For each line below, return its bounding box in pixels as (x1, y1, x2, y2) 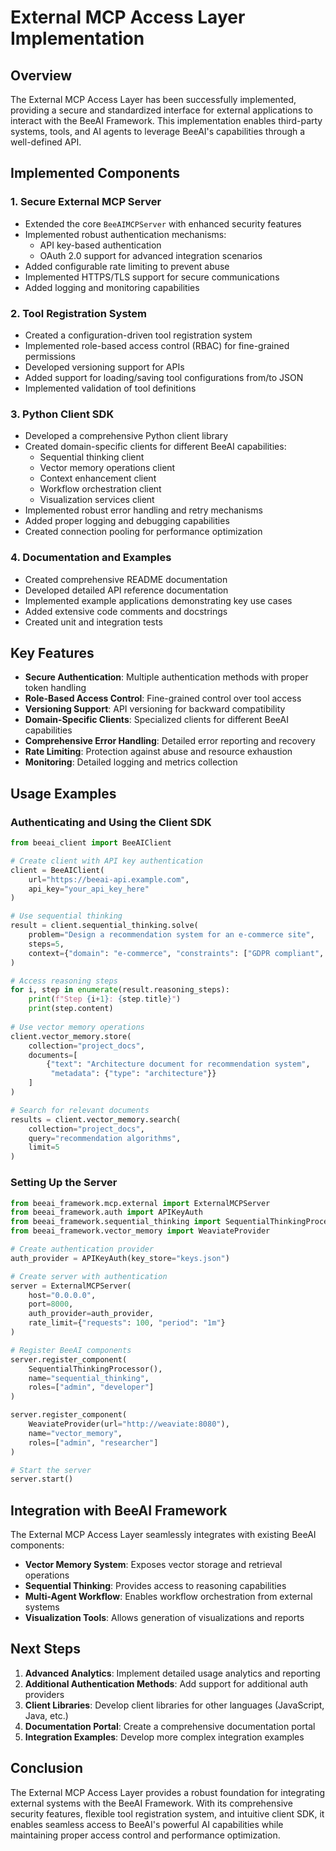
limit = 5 (28, 1142, 60, 1153)
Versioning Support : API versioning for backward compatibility (24, 703, 286, 715)
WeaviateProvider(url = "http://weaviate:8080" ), (28, 1419, 230, 1429)
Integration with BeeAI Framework (10, 1502, 228, 1519)
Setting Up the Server (10, 1176, 118, 1190)
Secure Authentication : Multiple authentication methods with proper (24, 671, 309, 683)
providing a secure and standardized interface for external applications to (10, 104, 313, 116)
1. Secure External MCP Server (10, 195, 162, 209)
